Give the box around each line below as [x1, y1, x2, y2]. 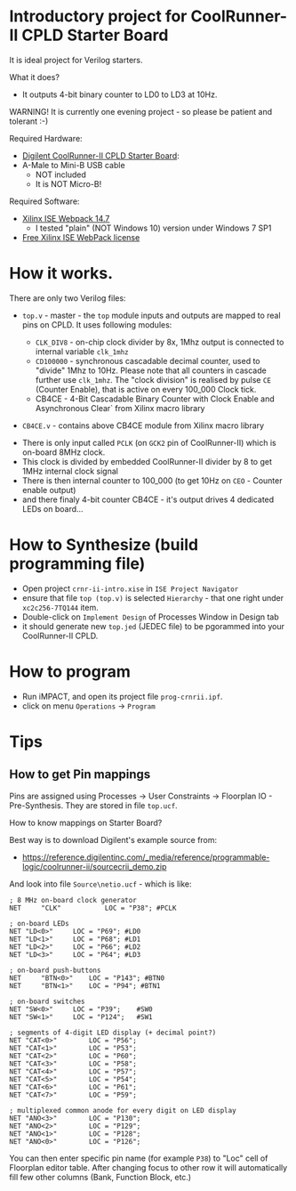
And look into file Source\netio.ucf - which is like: [9, 879, 193, 889]
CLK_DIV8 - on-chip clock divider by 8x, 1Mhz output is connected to [35, 336, 284, 347]
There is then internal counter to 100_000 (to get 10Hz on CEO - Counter [21, 474, 283, 486]
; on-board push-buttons [9, 966, 101, 975]
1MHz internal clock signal [21, 466, 118, 476]
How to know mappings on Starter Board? [9, 817, 163, 828]
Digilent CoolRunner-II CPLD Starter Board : [21, 150, 180, 161]
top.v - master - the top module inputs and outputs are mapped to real [21, 310, 282, 320]
